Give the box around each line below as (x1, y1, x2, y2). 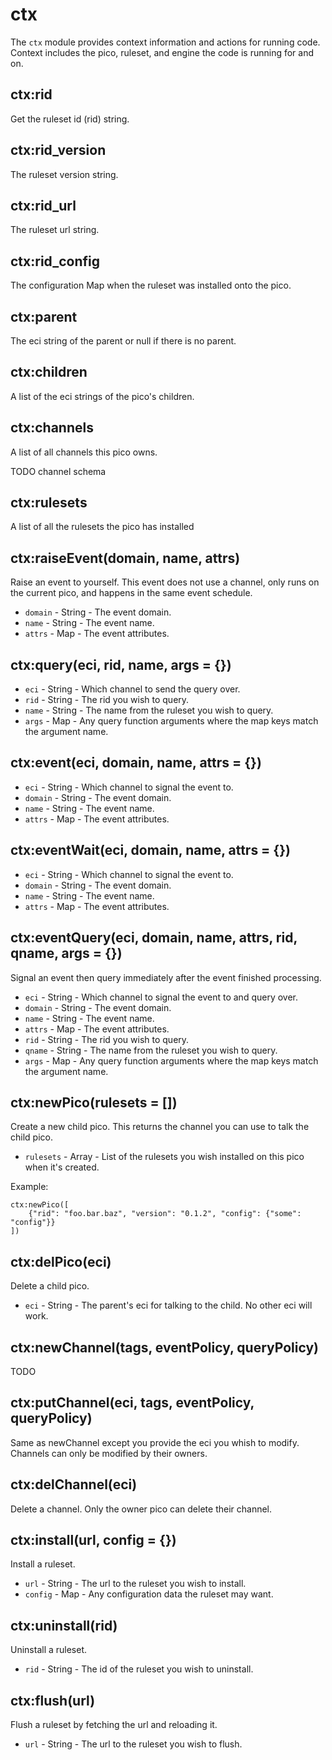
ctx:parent (10, 308, 78, 325)
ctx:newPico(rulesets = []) (10, 1094, 178, 1111)
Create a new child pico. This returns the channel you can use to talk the (10, 1121, 310, 1133)
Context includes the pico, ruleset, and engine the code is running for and (10, 46, 315, 58)
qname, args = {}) (10, 945, 123, 962)
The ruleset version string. (10, 168, 119, 180)
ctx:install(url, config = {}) (10, 1531, 177, 1548)
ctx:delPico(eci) (10, 1253, 112, 1270)
